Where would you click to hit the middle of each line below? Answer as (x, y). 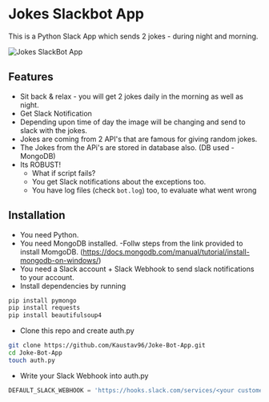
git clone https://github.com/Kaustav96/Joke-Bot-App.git (107, 346)
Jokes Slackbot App (76, 14)
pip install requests (44, 308)
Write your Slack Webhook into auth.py (84, 376)
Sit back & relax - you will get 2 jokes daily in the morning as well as (132, 96)
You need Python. (49, 234)
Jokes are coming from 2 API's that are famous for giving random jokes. (139, 139)
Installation (37, 215)
